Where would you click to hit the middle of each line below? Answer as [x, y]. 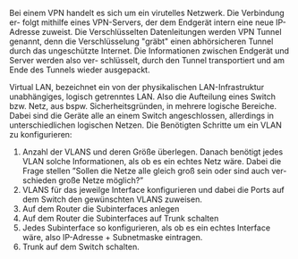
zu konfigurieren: [41, 134]
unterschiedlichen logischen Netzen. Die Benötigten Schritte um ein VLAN [145, 125]
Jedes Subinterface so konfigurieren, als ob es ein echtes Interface [146, 228]
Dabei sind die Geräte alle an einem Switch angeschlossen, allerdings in [142, 116]
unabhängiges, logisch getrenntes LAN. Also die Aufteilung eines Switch [142, 96]
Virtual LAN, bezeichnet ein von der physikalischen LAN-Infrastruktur [137, 87]
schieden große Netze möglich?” [83, 180]
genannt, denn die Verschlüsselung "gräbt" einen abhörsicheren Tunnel [141, 41]
